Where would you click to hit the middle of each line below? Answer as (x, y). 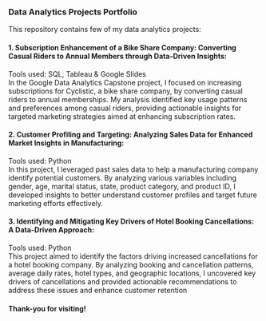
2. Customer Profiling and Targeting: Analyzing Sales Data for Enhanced (131, 135)
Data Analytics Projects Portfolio (73, 12)
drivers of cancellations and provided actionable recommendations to (123, 281)
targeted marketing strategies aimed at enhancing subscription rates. (122, 116)
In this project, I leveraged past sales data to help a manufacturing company (133, 169)
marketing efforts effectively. (56, 203)
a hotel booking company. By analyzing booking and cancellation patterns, (131, 264)
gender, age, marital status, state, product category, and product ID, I (122, 186)
